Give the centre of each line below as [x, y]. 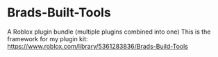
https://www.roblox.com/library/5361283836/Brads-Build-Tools [98, 46]
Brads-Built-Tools [59, 13]
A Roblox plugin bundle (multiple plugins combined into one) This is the [109, 32]
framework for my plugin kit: [48, 38]
